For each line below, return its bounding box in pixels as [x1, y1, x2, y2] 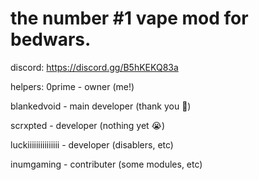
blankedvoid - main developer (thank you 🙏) [10, 100, 192, 112]
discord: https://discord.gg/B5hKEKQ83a [10, 61, 179, 73]
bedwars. [10, 28, 92, 51]
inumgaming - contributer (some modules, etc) [10, 158, 203, 170]
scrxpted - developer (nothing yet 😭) [10, 119, 166, 131]
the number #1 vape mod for [10, 7, 249, 30]
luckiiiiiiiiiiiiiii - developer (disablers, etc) [10, 138, 174, 151]
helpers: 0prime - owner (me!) [10, 80, 135, 92]
